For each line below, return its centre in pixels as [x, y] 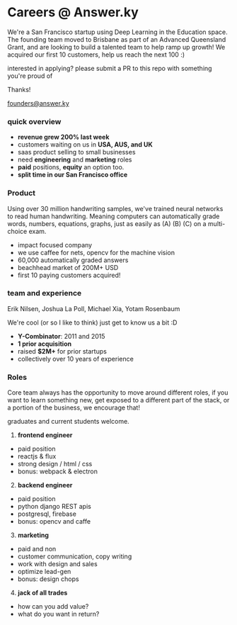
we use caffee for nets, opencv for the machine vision [96, 252]
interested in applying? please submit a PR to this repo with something [110, 68]
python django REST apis [54, 507]
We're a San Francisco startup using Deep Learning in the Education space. [117, 32]
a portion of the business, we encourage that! [74, 407]
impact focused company [55, 244]
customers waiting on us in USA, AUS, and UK [85, 145]
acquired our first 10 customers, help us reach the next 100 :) [96, 55]
